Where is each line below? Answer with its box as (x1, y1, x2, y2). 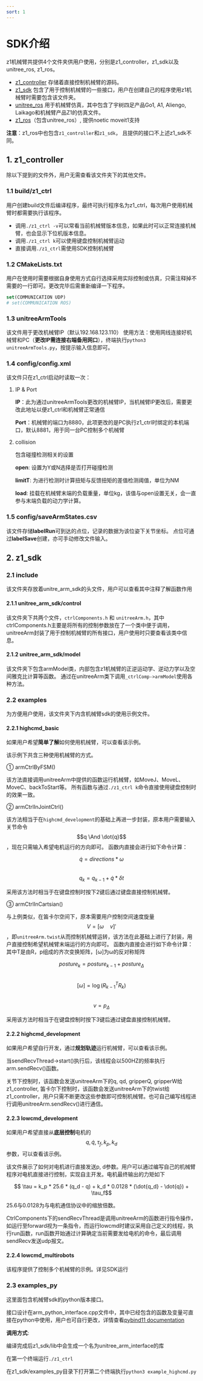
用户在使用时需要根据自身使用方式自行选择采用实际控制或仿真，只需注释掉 (6, 274, 192, 282)
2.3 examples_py (6, 1281, 57, 1290)
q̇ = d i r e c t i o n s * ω (79, 855, 124, 863)
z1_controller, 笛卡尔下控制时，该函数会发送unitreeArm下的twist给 (6, 1085, 170, 1093)
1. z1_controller (6, 154, 64, 165)
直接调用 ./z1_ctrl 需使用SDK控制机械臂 (14, 245, 114, 252)
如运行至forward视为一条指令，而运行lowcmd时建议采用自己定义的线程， (6, 1222, 188, 1230)
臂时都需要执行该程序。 (6, 209, 65, 216)
